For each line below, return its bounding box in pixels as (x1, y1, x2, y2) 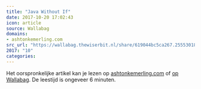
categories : (6, 53, 36, 59)
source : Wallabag (6, 25, 50, 32)
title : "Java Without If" (6, 8, 71, 15)
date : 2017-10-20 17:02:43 (6, 14, 74, 20)
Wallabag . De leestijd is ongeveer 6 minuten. (6, 76, 116, 83)
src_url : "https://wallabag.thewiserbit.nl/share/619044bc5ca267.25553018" (6, 42, 199, 48)
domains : (6, 31, 28, 37)
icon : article (6, 20, 42, 26)
